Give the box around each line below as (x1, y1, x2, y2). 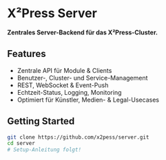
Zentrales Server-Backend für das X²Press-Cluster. (7, 28, 158, 36)
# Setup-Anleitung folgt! (7, 146, 81, 153)
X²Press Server (7, 5, 98, 21)
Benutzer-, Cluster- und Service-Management (17, 73, 148, 82)
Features (7, 48, 46, 60)
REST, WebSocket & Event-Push (17, 81, 109, 89)
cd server (7, 140, 36, 147)
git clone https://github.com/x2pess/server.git (7, 133, 149, 141)
